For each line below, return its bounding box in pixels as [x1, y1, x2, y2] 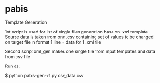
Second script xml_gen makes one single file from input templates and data [5, 49, 156, 54]
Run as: [5, 63, 20, 69]
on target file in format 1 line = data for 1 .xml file [5, 39, 101, 45]
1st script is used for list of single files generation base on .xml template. [5, 29, 149, 34]
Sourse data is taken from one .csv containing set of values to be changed [5, 34, 154, 40]
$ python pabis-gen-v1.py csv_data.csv [5, 72, 84, 78]
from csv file [5, 53, 31, 59]
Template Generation [5, 19, 47, 25]
